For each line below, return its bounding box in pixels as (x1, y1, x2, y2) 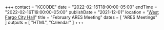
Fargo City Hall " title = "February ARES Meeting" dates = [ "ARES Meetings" (5, 15, 158, 20)
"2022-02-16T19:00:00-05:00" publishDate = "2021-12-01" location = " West (5, 9, 159, 15)
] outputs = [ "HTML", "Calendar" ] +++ (5, 19, 84, 25)
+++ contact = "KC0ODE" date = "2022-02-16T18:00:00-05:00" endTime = (5, 4, 158, 10)
